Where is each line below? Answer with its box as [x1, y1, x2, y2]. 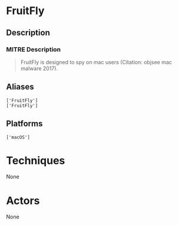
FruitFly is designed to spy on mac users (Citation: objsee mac [20, 58, 172, 65]
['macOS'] [6, 134, 31, 140]
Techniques [6, 154, 65, 167]
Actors [6, 194, 40, 207]
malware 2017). [20, 65, 58, 72]
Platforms [6, 119, 43, 129]
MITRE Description [6, 45, 61, 54]
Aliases [6, 82, 34, 92]
